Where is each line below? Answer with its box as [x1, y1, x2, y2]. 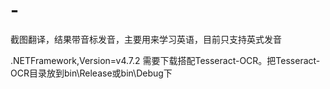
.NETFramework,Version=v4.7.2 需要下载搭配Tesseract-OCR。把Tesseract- [10, 54, 321, 66]
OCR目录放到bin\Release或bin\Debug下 [10, 67, 173, 79]
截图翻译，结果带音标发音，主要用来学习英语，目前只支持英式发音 [10, 33, 282, 45]
